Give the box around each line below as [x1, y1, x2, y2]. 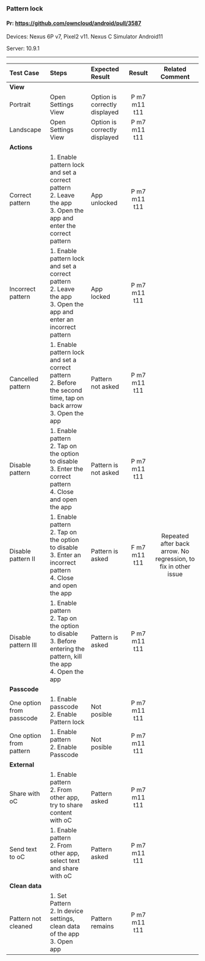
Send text [9, 845, 37, 854]
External [9, 760, 35, 769]
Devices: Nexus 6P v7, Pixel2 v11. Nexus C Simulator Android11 [6, 33, 164, 40]
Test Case [9, 69, 40, 77]
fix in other [159, 562, 191, 571]
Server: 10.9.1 [6, 45, 40, 52]
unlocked [90, 199, 118, 207]
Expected [90, 65, 120, 74]
